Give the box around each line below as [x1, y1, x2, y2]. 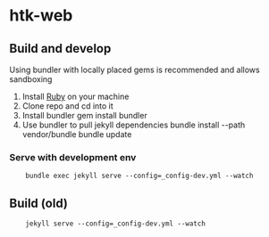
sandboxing [9, 74, 53, 85]
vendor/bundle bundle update [21, 129, 132, 139]
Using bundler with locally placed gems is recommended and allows [9, 64, 261, 75]
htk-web [9, 5, 73, 26]
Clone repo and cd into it [21, 101, 113, 111]
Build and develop [9, 41, 112, 56]
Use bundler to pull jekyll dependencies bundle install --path [21, 119, 246, 130]
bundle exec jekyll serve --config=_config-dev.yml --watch [25, 171, 254, 181]
